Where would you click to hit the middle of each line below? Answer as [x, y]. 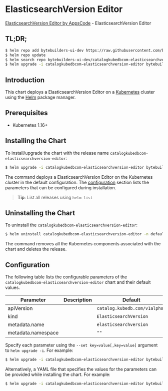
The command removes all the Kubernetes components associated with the [83, 244]
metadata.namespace [33, 333]
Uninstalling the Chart [40, 213]
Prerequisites [26, 113]
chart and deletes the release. [36, 249]
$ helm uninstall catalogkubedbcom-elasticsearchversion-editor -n [77, 234]
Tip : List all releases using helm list [55, 197]
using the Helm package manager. [40, 97]
